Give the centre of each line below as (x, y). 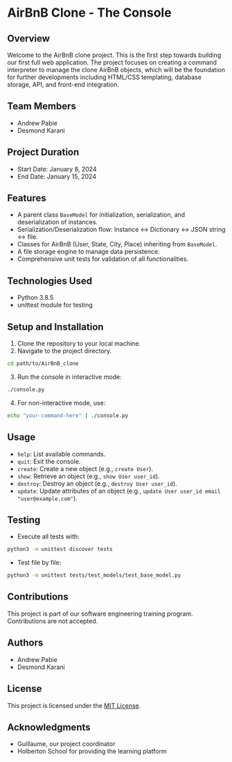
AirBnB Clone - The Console (89, 13)
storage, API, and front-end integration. (63, 84)
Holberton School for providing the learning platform (92, 752)
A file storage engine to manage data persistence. (89, 252)
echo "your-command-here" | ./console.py (68, 415)
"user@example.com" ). (47, 498)
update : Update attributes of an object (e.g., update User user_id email (119, 491)
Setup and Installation (55, 327)
